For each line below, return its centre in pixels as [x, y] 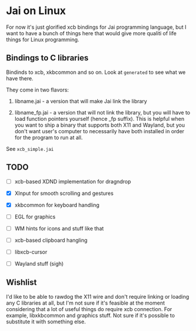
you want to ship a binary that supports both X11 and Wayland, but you [100, 125]
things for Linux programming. [43, 39]
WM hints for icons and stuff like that [59, 228]
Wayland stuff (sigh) [39, 264]
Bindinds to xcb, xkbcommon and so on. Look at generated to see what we [96, 72]
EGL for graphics [35, 217]
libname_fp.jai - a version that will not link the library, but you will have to [102, 112]
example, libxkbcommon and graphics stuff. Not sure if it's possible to [90, 315]
